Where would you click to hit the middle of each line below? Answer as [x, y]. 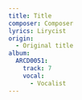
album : [19, 53]
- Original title [45, 46]
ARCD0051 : [32, 61]
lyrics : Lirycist [37, 31]
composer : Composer [41, 23]
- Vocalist [48, 83]
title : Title [30, 16]
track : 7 [37, 69]
